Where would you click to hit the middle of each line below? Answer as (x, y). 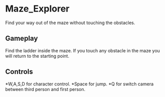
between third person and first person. (45, 89)
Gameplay (22, 38)
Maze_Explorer (37, 9)
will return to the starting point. (37, 56)
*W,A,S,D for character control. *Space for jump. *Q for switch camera (79, 84)
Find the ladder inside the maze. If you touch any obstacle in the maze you (83, 50)
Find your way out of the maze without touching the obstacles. (70, 23)
